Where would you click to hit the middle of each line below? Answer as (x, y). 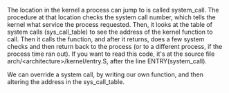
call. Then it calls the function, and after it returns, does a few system (106, 39)
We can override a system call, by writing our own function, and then (106, 74)
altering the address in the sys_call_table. (66, 82)
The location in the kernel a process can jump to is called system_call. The (113, 10)
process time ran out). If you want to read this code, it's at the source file (111, 54)
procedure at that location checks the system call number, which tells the (111, 17)
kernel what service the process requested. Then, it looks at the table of (110, 24)
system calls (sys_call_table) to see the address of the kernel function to (110, 32)
